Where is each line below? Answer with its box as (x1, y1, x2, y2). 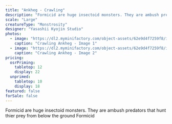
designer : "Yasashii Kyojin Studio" (5, 27, 83, 32)
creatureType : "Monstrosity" (5, 22, 68, 27)
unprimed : (10, 74, 31, 79)
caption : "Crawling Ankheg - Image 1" (14, 41, 97, 46)
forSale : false (5, 93, 38, 98)
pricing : (5, 55, 24, 60)
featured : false (5, 88, 40, 94)
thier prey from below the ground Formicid (5, 113, 95, 119)
